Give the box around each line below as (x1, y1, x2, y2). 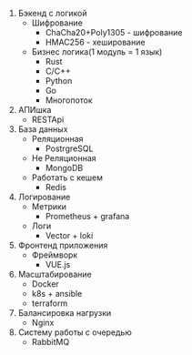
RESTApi (31, 114, 65, 125)
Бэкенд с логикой (17, 8, 87, 18)
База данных (17, 124, 68, 135)
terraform (31, 298, 68, 309)
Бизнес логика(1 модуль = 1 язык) (31, 46, 163, 57)
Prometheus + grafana (45, 211, 130, 221)
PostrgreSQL (45, 143, 94, 154)
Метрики (31, 201, 66, 212)
